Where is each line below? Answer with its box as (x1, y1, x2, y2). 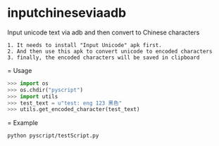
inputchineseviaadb (7, 5, 127, 21)
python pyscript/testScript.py (7, 132, 99, 140)
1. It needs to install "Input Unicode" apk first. (7, 41, 162, 48)
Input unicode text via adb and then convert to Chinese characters (7, 28, 200, 36)
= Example (7, 119, 39, 127)
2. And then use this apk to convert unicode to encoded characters (7, 48, 213, 55)
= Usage (7, 66, 32, 74)
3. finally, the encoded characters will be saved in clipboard (7, 54, 200, 61)
